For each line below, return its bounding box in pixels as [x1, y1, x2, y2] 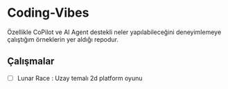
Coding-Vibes [7, 5, 89, 21]
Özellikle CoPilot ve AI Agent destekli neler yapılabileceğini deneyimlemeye [7, 28, 222, 36]
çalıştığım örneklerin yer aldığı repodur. [7, 35, 119, 43]
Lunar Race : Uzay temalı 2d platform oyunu [17, 74, 143, 82]
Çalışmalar [7, 56, 55, 67]
